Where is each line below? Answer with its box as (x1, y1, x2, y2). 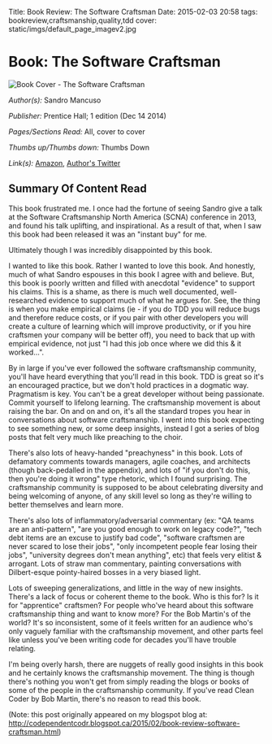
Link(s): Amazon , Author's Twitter (8, 158, 121, 168)
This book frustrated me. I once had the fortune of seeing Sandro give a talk (8, 203, 262, 213)
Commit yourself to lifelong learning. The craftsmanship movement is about (8, 398, 261, 407)
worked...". (8, 347, 45, 357)
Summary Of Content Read (8, 182, 148, 196)
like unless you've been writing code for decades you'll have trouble (8, 634, 237, 645)
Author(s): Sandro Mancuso (8, 95, 101, 105)
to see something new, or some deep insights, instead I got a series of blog (8, 423, 260, 433)
